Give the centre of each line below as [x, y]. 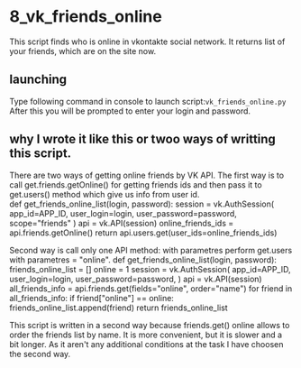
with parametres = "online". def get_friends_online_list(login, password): [143, 260]
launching [38, 80]
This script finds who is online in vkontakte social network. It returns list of [147, 41]
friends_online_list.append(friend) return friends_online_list [119, 308]
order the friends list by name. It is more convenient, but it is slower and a [146, 335]
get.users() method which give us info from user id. [105, 194]
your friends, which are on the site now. [82, 51]
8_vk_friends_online [86, 17]
